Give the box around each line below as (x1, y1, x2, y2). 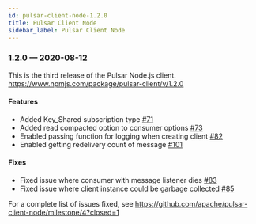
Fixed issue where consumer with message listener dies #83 (19, 176, 217, 185)
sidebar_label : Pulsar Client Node (8, 26, 126, 34)
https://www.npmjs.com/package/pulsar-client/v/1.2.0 (8, 78, 184, 88)
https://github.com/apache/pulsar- (134, 199, 248, 209)
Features (8, 97, 38, 107)
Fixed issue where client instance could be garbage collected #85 (19, 184, 235, 194)
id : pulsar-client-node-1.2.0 (8, 11, 108, 20)
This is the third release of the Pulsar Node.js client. (8, 70, 176, 80)
